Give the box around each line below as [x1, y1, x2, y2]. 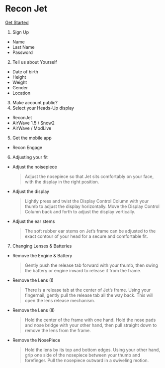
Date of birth [12, 68, 39, 75]
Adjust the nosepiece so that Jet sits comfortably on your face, [24, 173, 154, 180]
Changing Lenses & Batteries [12, 243, 72, 249]
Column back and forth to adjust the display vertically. [24, 208, 136, 214]
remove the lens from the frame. [24, 327, 91, 333]
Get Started [5, 19, 29, 25]
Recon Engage [12, 144, 43, 150]
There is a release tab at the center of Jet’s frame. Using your [24, 287, 151, 293]
